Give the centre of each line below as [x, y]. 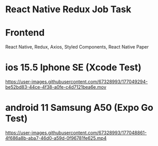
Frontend [25, 33]
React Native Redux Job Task [68, 9]
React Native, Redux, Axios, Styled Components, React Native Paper [77, 47]
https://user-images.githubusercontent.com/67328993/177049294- [76, 82]
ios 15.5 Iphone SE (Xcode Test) [73, 68]
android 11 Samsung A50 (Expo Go [80, 108]
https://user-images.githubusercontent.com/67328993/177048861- [76, 133]
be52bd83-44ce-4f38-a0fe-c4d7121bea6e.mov [56, 87]
